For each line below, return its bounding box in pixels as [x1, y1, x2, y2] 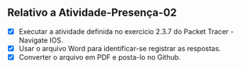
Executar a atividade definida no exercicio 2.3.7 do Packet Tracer [18, 26, 229, 36]
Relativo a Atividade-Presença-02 [7, 6, 177, 19]
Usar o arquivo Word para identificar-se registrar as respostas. [18, 43, 221, 53]
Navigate [18, 35, 49, 45]
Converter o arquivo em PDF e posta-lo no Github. [18, 52, 181, 61]
